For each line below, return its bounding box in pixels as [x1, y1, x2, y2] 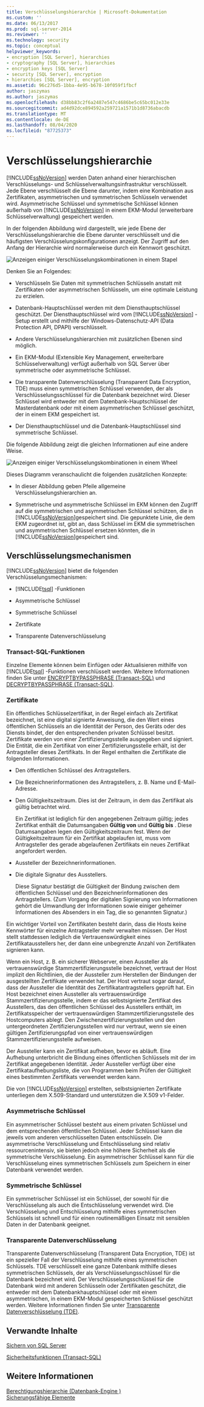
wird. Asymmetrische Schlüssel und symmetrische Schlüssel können [6, 200, 178, 207]
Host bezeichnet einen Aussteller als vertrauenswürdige [6, 990, 147, 998]
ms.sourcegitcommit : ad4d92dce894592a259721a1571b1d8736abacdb [6, 105, 170, 111]
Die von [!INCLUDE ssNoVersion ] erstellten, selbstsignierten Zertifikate [6, 1085, 182, 1092]
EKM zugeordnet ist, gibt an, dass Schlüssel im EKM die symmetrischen [15, 520, 195, 527]
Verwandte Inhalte [6, 1325, 78, 1336]
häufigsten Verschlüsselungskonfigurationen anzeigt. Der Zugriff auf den [6, 237, 189, 245]
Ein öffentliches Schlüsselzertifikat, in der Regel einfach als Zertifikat [6, 710, 178, 717]
